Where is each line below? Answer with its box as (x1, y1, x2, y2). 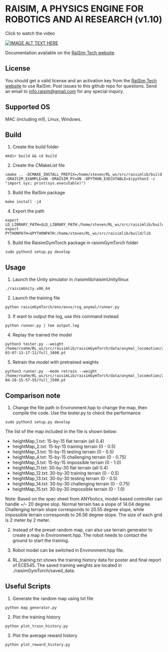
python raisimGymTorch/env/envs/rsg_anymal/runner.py (5, 304, 120, 310)
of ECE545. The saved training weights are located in (12, 562, 122, 568)
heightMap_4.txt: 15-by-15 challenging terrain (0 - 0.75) (12, 454, 126, 460)
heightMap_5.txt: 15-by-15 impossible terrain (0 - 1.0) (12, 459, 121, 465)
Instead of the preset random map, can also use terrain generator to (12, 527, 152, 533)
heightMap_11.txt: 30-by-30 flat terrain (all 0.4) (12, 465, 108, 470)
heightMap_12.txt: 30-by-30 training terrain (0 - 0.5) (12, 470, 119, 476)
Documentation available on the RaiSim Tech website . (5, 50, 116, 56)
